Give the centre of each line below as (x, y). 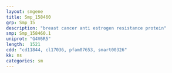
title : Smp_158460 (28, 17)
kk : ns (14, 55)
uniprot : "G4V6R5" (28, 39)
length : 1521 (23, 45)
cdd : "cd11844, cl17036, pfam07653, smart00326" (67, 50)
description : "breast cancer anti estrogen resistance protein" (86, 28)
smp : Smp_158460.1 (28, 34)
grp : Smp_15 (21, 22)
